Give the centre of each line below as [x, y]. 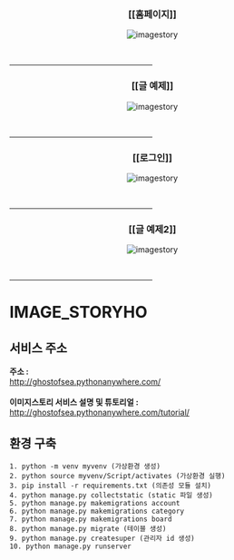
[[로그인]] [152, 158]
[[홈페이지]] [152, 14]
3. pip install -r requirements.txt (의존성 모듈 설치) [110, 486]
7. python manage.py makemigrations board [91, 519]
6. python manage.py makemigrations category [97, 511]
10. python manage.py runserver [70, 546]
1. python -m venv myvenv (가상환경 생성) [85, 467]
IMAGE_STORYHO [78, 313]
